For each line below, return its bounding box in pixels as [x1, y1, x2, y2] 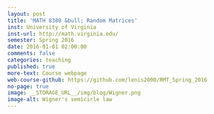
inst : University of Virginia [7, 23, 97, 30]
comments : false [7, 50, 55, 57]
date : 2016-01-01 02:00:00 [7, 43, 87, 50]
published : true [7, 63, 55, 70]
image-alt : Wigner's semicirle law [7, 96, 113, 103]
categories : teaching [7, 57, 72, 64]
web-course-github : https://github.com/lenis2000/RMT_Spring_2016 [7, 76, 208, 84]
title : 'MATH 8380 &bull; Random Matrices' [7, 17, 138, 24]
